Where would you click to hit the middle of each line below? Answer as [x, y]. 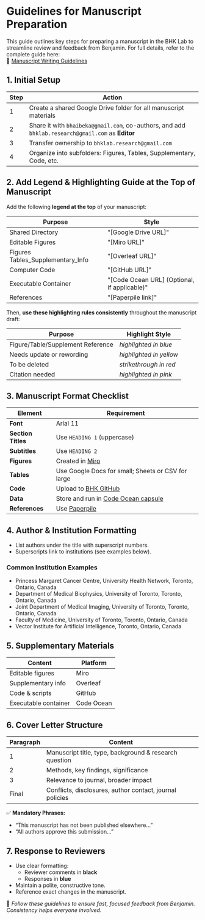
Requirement [126, 413]
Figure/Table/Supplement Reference [62, 344]
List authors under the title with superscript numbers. [82, 545]
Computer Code [32, 270]
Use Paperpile [76, 509]
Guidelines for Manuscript [74, 11]
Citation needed [32, 374]
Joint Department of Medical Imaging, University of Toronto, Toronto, [102, 607]
